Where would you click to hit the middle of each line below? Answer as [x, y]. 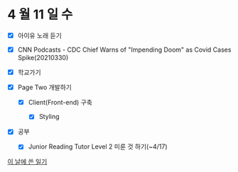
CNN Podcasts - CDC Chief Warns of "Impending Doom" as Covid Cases [124, 50]
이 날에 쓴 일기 [27, 162]
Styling [49, 117]
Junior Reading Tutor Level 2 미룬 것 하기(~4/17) [98, 147]
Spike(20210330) [43, 58]
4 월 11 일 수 [40, 15]
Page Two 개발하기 [45, 87]
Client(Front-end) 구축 [60, 103]
